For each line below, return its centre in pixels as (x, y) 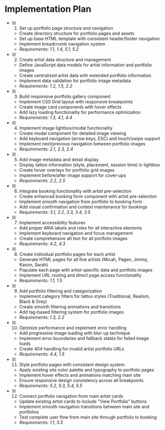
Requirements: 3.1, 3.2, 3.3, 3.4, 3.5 (55, 212)
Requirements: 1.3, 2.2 (42, 317)
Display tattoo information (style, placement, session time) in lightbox (89, 165)
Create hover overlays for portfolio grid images (67, 170)
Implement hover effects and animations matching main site (80, 375)
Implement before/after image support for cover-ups (73, 175)
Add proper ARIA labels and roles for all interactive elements (81, 228)
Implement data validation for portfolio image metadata (75, 81)
